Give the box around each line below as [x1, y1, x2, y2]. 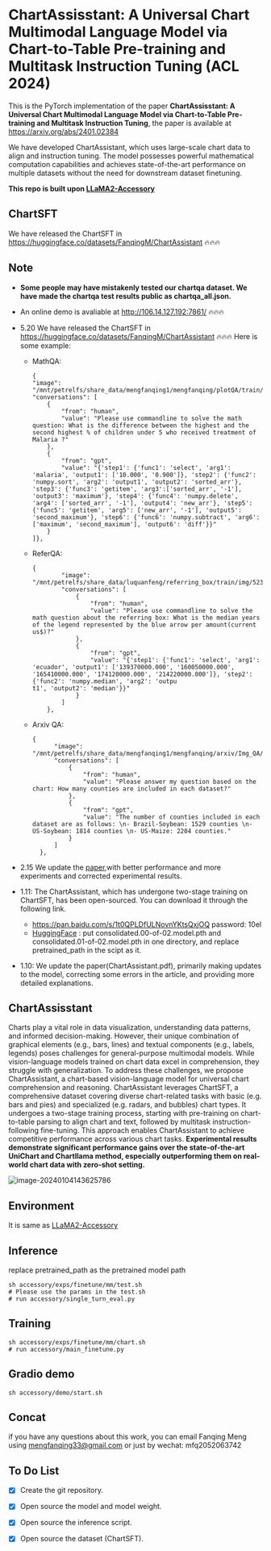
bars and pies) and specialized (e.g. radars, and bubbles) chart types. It [8, 1100, 247, 1109]
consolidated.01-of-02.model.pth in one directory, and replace [31, 937, 240, 946]
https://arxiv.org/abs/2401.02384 [8, 127, 119, 136]
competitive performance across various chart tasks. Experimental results [8, 1134, 257, 1144]
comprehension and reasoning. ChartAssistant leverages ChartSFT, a [8, 1083, 239, 1092]
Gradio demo [8, 1367, 75, 1381]
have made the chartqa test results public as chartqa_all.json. [19, 291, 231, 300]
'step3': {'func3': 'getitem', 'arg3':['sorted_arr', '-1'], [31, 484, 242, 493]
